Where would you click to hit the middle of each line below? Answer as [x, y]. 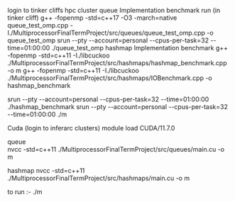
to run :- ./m [25, 192]
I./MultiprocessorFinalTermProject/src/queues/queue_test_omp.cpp [106, 33]
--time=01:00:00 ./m [37, 114]
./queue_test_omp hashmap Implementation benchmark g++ [140, 48]
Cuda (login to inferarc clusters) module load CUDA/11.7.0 [91, 128]
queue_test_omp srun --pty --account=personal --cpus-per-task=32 [108, 40]
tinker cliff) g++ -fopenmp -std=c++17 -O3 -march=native [92, 18]
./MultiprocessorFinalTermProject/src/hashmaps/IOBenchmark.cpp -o [110, 78]
